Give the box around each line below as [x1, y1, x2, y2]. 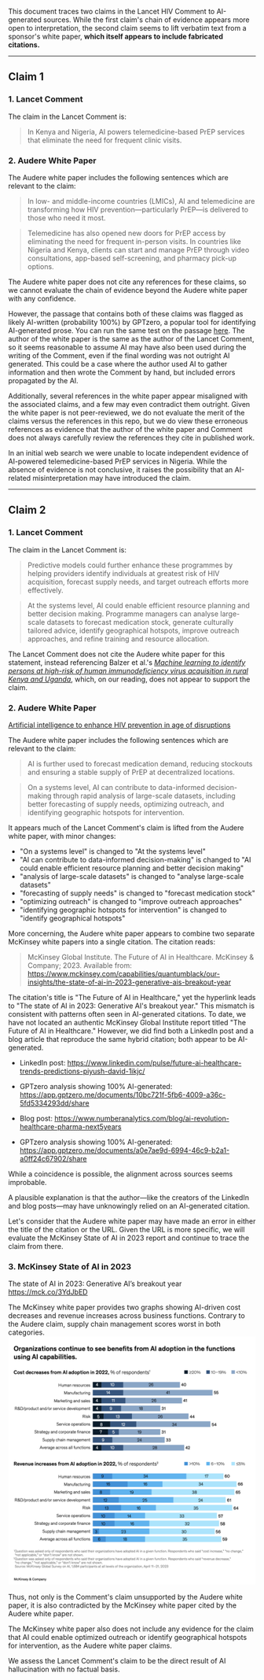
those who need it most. [27, 212, 106, 223]
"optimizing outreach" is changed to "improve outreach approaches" [19, 896, 243, 906]
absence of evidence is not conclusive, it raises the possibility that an [8, 464, 233, 474]
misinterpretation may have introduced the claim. [32, 473, 191, 482]
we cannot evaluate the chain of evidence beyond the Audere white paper [8, 285, 248, 294]
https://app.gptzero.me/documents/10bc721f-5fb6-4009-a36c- [19, 1090, 226, 1099]
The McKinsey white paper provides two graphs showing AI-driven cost [8, 1302, 241, 1313]
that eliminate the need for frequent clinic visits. [27, 135, 182, 145]
